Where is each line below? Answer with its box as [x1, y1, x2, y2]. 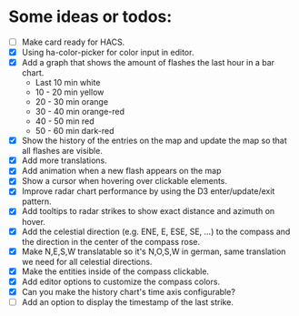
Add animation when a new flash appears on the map [21, 166, 222, 177]
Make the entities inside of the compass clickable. [21, 266, 210, 277]
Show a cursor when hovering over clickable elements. [21, 176, 228, 187]
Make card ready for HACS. [21, 36, 125, 47]
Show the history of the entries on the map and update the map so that [21, 135, 287, 147]
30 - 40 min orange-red [35, 107, 125, 117]
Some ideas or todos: [8, 6, 173, 27]
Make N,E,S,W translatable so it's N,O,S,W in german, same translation [21, 246, 286, 257]
